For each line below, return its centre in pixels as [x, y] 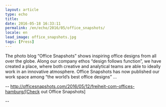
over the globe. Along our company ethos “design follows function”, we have [83, 61]
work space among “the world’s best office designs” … [61, 76]
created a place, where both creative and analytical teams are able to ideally [83, 66]
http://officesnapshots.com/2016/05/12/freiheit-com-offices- [72, 86]
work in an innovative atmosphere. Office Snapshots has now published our [82, 71]
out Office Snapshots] [63, 91]
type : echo [16, 14]
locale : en [16, 33]
